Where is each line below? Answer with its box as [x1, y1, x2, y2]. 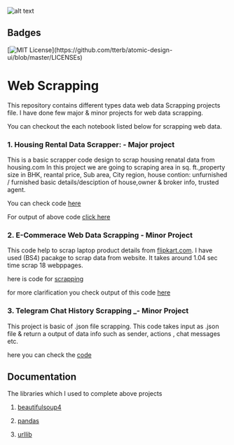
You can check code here [7, 199, 82, 207]
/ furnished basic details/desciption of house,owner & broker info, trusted [7, 178, 219, 186]
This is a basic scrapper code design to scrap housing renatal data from [7, 155, 215, 165]
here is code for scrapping [7, 275, 84, 283]
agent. [7, 186, 26, 194]
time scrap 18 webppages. [7, 261, 83, 270]
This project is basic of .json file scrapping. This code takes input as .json [7, 322, 219, 330]
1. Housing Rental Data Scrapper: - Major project [7, 139, 175, 149]
